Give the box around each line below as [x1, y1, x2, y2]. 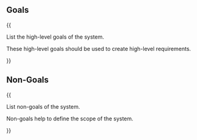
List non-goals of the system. [6, 103, 81, 110]
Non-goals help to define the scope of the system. [6, 115, 133, 122]
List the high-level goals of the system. [6, 33, 105, 41]
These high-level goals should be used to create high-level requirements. [6, 45, 191, 52]
